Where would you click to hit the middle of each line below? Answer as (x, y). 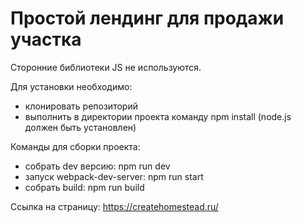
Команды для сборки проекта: (75, 146)
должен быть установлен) (80, 127)
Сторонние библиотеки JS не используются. (106, 67)
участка (46, 39)
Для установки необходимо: (71, 86)
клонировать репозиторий (81, 106)
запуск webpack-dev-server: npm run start (114, 176)
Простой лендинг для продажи (147, 18)
